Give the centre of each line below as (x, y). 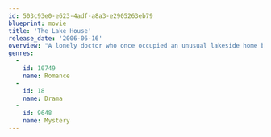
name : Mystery (46, 121)
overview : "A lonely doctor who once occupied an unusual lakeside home (133, 46)
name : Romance (46, 76)
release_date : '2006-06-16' (56, 38)
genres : (21, 53)
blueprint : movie (38, 23)
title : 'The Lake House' (50, 31)
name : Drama (43, 98)
